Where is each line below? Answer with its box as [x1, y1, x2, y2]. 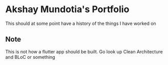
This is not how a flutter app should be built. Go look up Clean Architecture [5, 48, 163, 54]
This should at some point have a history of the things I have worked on [5, 20, 156, 26]
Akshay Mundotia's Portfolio [5, 4, 130, 15]
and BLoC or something [5, 54, 55, 60]
